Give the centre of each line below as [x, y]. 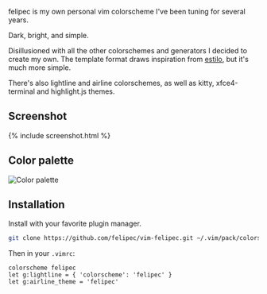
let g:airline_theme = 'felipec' [64, 282]
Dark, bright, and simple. [48, 35]
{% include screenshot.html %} [60, 135]
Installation [37, 205]
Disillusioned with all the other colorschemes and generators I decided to [128, 50]
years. [19, 20]
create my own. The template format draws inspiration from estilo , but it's [128, 59]
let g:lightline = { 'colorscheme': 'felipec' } [90, 275]
